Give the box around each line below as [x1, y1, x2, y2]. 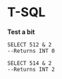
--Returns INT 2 [7, 66, 55, 73]
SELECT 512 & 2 [7, 41, 52, 48]
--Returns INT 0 [7, 47, 55, 54]
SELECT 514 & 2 [7, 59, 52, 67]
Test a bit [7, 28, 35, 36]
